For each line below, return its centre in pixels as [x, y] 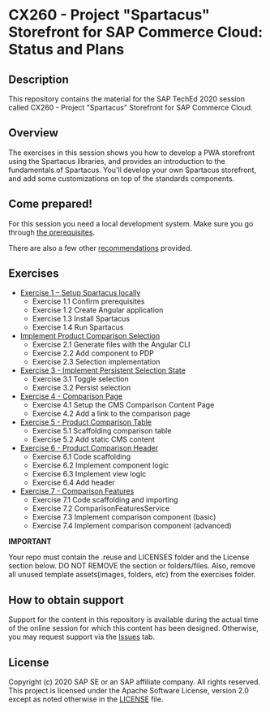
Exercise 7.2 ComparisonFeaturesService [101, 508]
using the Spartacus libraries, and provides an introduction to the [117, 161]
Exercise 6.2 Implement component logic [101, 465]
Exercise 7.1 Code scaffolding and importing [105, 500]
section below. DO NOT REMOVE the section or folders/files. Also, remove [132, 566]
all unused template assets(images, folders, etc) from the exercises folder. [132, 575]
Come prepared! [51, 204]
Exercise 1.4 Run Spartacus [78, 327]
